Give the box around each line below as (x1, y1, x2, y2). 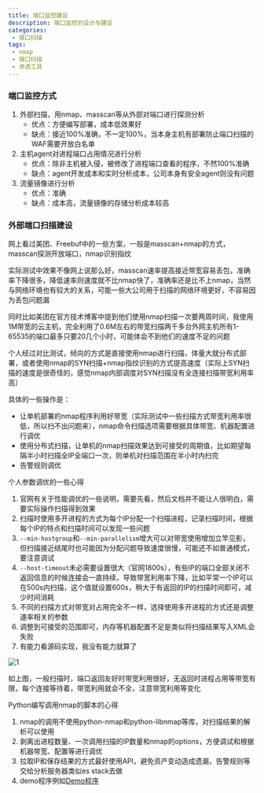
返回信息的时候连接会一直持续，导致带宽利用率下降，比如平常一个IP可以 (19, 573, 254, 583)
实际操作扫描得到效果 (26, 504, 96, 513)
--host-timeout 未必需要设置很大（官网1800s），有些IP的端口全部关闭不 (19, 563, 250, 573)
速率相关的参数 (19, 612, 68, 622)
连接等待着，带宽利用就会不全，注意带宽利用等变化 (35, 684, 201, 693)
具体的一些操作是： (8, 395, 71, 404)
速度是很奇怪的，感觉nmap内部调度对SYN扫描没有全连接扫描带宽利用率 (21, 368, 254, 378)
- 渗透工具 (11, 63, 43, 71)
